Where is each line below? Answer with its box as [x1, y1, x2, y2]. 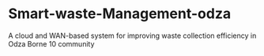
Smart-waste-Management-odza [8, 5, 232, 23]
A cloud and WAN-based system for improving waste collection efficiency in [8, 31, 257, 40]
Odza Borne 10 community [8, 39, 95, 48]
